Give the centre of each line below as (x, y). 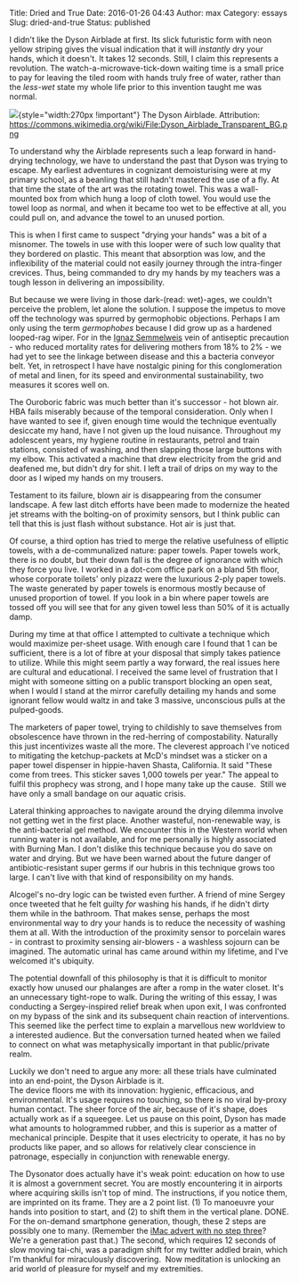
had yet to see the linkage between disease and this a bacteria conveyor (142, 356)
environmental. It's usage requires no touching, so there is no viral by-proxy (148, 1100)
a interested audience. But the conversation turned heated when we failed (145, 1035)
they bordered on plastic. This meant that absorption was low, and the (137, 254)
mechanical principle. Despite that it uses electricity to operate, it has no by (148, 1138)
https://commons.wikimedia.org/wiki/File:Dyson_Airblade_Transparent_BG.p (148, 124)
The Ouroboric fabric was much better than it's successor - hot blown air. (144, 402)
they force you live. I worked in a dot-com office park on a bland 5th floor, (145, 569)
